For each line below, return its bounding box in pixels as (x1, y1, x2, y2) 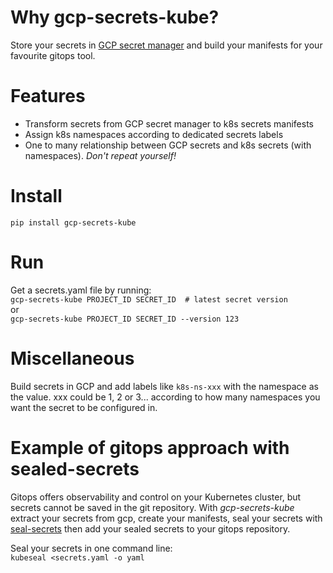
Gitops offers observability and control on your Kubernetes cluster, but (10, 491, 302, 503)
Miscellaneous (10, 347, 135, 370)
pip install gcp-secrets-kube (10, 217, 137, 228)
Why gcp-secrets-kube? (10, 6, 220, 29)
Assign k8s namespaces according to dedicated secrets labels (24, 128, 284, 140)
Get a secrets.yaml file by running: (10, 284, 152, 296)
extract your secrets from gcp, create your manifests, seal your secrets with (10, 512, 323, 524)
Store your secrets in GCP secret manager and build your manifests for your (10, 39, 323, 51)
